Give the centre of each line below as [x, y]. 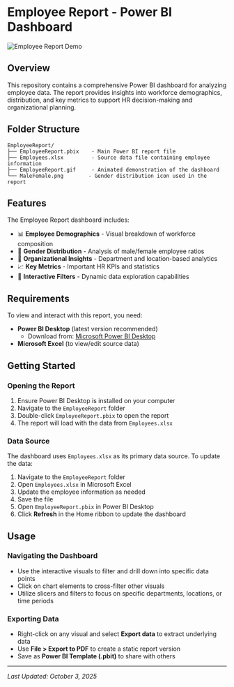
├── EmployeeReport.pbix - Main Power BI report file [92, 151]
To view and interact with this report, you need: [75, 315]
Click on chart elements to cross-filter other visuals [91, 586]
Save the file [35, 499]
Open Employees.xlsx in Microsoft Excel [74, 485]
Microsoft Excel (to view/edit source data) [78, 344]
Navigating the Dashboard [53, 556]
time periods [36, 601]
